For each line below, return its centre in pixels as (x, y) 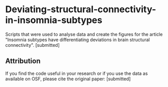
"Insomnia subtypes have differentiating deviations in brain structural (78, 40)
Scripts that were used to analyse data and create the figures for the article (84, 34)
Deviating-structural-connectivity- (81, 9)
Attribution (23, 61)
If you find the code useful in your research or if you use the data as (77, 73)
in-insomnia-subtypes (54, 20)
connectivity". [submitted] (33, 45)
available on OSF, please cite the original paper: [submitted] (68, 79)
